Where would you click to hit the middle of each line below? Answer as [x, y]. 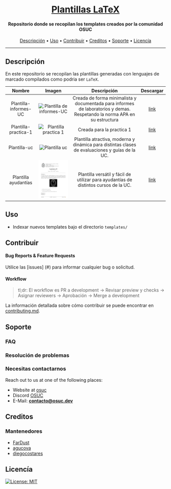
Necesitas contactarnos [36, 369]
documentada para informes [105, 103]
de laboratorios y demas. [105, 109]
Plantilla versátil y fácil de [105, 175]
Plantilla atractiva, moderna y [105, 139]
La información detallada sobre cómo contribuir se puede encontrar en [80, 305]
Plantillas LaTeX [85, 9]
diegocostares [28, 453]
